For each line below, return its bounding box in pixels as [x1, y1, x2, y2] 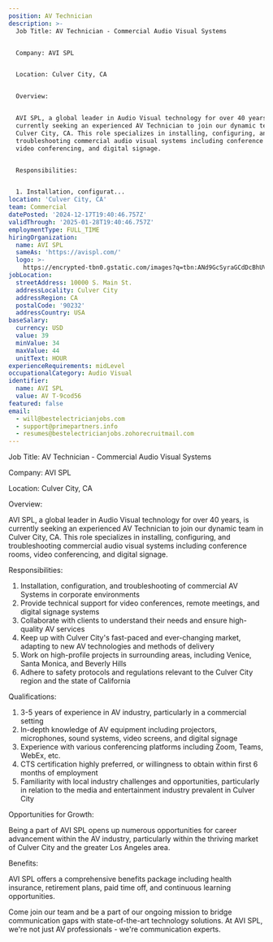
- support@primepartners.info [15, 422, 118, 431]
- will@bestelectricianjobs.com [15, 415, 126, 423]
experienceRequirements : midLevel [8, 362, 126, 370]
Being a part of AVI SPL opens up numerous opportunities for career [8, 826, 237, 836]
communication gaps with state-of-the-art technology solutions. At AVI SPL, [8, 916, 263, 926]
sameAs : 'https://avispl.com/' [15, 249, 122, 257]
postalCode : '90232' [15, 302, 85, 310]
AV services [44, 624, 85, 634]
